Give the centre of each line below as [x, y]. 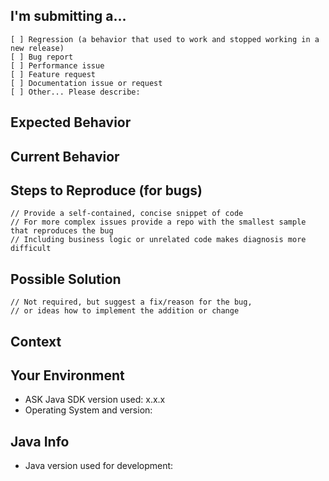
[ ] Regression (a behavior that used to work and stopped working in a [165, 39]
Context [36, 341]
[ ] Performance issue [57, 65]
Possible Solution [66, 279]
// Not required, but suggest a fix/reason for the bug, [131, 302]
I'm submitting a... [68, 16]
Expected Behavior [71, 122]
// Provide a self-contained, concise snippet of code [127, 214]
